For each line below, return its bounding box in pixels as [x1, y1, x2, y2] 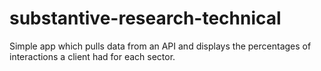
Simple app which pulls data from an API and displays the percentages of [9, 40, 312, 52]
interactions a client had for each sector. [9, 50, 176, 62]
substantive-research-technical [9, 7, 282, 30]
